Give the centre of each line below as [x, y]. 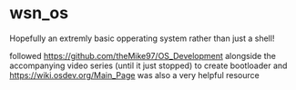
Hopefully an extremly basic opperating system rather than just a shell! [142, 38]
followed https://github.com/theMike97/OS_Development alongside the [143, 55]
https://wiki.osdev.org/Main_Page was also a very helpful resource [134, 75]
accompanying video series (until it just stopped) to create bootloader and [148, 65]
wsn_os [39, 13]
